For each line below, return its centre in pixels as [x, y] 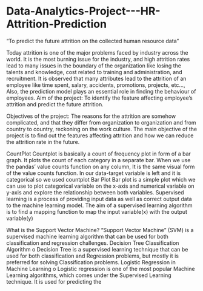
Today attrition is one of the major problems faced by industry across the [97, 52]
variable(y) [20, 218]
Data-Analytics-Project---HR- [83, 11]
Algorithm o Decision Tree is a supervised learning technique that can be [97, 249]
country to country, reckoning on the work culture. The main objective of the [102, 129]
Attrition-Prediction [57, 24]
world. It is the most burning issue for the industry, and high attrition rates [98, 59]
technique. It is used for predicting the [54, 281]
